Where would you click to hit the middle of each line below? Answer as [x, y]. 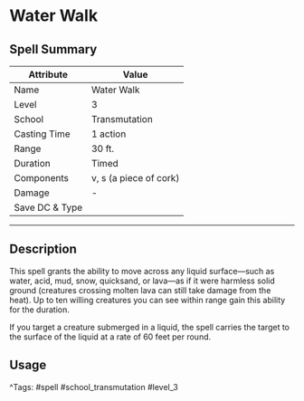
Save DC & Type [48, 207]
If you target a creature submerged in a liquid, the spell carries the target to [149, 327]
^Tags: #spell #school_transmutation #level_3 [94, 387]
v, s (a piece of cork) [135, 178]
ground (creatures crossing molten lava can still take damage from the [140, 290]
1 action [109, 134]
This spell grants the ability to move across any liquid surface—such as [142, 271]
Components [42, 178]
